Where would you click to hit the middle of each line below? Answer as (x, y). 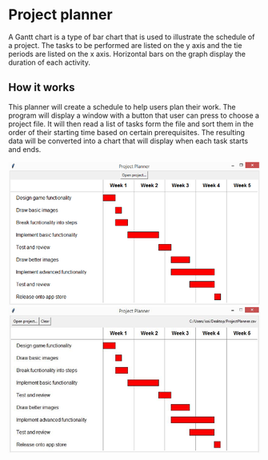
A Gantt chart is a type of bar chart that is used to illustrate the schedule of (132, 37)
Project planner (61, 15)
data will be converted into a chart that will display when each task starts (128, 141)
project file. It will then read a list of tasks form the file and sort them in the (131, 124)
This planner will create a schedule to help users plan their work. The (122, 106)
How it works (42, 88)
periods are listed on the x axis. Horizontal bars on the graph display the (127, 54)
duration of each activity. (49, 62)
